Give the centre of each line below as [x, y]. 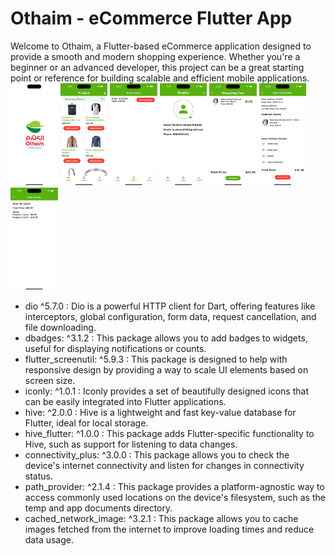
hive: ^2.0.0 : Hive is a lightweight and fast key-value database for [160, 412]
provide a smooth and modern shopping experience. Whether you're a [155, 56]
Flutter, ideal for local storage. [86, 423]
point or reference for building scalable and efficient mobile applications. [160, 78]
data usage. [49, 539]
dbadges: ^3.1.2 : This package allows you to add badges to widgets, [166, 338]
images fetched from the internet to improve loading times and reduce [169, 529]
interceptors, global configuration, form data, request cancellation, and [170, 316]
